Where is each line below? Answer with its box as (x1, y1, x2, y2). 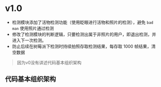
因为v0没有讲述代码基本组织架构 (16, 60, 82, 65)
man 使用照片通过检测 (12, 25, 54, 31)
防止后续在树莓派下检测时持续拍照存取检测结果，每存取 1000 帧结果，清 (12, 43, 156, 49)
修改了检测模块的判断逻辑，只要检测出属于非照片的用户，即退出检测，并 (12, 31, 156, 37)
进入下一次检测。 (12, 37, 46, 43)
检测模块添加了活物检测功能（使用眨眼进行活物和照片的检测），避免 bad (12, 19, 154, 25)
